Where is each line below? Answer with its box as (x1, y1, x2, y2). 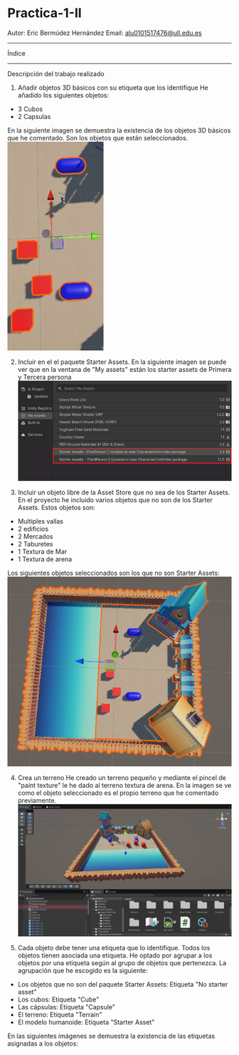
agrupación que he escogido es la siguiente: (17, 967, 148, 975)
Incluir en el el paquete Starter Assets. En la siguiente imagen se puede (17, 358, 227, 366)
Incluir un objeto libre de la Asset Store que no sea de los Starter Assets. (17, 488, 230, 497)
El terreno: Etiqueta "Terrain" (17, 1010, 102, 1019)
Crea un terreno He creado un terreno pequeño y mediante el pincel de (17, 774, 226, 782)
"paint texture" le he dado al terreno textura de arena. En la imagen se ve (17, 781, 232, 790)
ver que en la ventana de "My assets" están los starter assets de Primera (17, 365, 232, 373)
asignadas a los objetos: (7, 1039, 78, 1048)
